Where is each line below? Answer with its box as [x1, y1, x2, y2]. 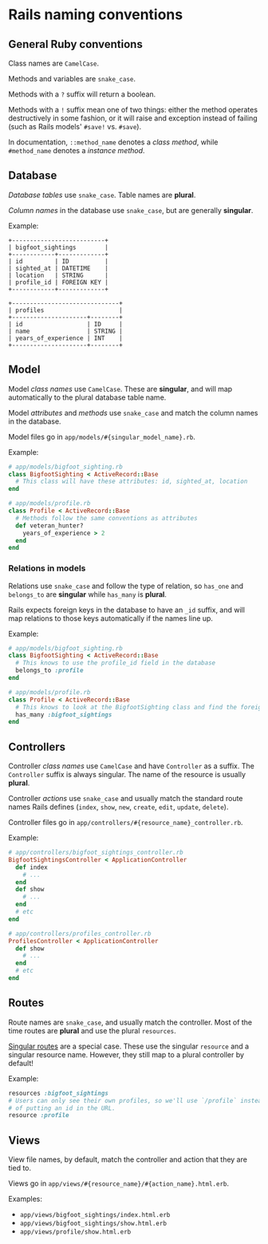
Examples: [8, 1195, 42, 1204]
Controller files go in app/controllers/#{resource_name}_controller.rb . [8, 818, 243, 827]
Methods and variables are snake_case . [8, 74, 136, 83]
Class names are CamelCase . [8, 58, 100, 68]
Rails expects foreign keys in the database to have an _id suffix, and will [8, 605, 246, 614]
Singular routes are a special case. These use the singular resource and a [8, 1041, 250, 1051]
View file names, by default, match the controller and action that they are [8, 1155, 247, 1164]
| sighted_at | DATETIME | [8, 264, 109, 272]
